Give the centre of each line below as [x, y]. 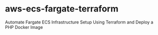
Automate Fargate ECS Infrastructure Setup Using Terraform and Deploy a [79, 22]
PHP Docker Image [24, 27]
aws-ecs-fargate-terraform [62, 9]
